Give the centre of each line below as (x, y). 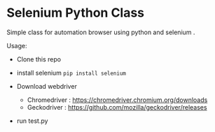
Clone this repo (39, 59)
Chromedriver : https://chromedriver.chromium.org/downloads (117, 100)
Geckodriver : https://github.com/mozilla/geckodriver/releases (117, 107)
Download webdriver (47, 86)
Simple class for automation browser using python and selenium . (101, 32)
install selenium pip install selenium (71, 73)
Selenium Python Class (76, 13)
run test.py (32, 121)
